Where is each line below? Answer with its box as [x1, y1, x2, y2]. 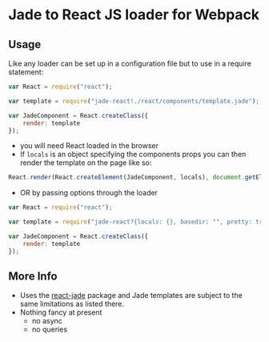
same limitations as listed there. [19, 299, 125, 309]
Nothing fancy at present [19, 308, 102, 317]
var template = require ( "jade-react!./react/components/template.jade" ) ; [8, 97, 260, 105]
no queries [31, 324, 68, 334]
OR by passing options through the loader [19, 188, 159, 198]
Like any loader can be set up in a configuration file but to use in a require [8, 58, 252, 68]
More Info [8, 270, 58, 284]
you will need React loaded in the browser [19, 141, 159, 151]
